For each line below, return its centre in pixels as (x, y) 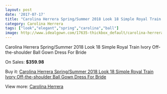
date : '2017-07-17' (25, 14)
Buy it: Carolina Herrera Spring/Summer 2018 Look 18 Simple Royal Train (80, 72)
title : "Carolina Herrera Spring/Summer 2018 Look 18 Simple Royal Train (83, 19)
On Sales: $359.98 (25, 62)
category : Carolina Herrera (34, 24)
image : (12, 33)
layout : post (19, 10)
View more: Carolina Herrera (34, 87)
